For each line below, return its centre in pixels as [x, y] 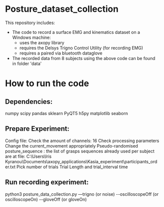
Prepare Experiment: [37, 129]
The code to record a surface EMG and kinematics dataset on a [76, 32]
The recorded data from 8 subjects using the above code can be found [84, 58]
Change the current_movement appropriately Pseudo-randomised [72, 146]
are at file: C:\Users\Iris [28, 156]
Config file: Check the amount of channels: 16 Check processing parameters [82, 141]
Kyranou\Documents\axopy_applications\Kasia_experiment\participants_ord [81, 161]
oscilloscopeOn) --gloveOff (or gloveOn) [46, 199]
